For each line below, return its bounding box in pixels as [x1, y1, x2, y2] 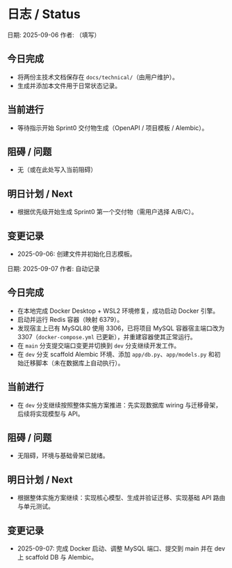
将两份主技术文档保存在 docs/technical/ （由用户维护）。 [17, 72, 179, 81]
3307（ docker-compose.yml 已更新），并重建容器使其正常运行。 [17, 332, 197, 341]
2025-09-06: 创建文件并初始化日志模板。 [17, 250, 136, 258]
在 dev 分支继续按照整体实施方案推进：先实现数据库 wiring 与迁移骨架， [17, 400, 222, 409]
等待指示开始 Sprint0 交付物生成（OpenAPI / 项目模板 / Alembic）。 [17, 123, 208, 132]
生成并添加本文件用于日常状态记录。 [17, 81, 122, 90]
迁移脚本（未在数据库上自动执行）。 [23, 359, 124, 367]
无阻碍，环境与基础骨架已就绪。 [17, 451, 109, 460]
